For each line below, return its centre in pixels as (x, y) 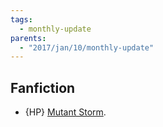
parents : (28, 38)
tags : (21, 19)
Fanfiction (43, 87)
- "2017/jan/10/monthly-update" (87, 47)
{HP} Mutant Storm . (65, 112)
